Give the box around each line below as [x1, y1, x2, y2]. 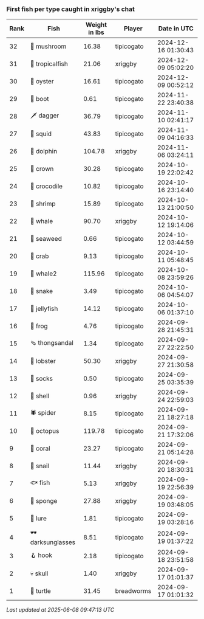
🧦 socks [30, 375, 53, 383]
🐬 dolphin [30, 147, 58, 156]
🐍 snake [30, 287, 53, 296]
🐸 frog [30, 322, 48, 330]
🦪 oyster [30, 77, 54, 86]
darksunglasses [30, 538, 76, 547]
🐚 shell [30, 392, 50, 400]
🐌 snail [30, 462, 50, 470]
